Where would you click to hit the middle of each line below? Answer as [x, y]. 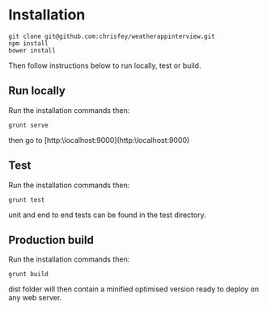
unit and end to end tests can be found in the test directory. [107, 215]
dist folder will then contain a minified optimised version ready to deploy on [134, 289]
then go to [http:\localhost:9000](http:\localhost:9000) [99, 140]
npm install [28, 43]
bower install [32, 50]
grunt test [27, 199]
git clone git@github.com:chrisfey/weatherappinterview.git [112, 36]
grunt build [28, 274]
